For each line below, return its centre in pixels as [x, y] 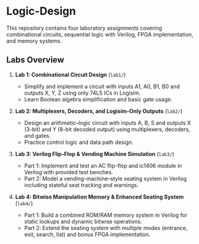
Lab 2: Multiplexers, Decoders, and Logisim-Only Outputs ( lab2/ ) [99, 111]
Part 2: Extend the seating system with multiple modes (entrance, [106, 228]
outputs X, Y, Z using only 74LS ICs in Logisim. [82, 93]
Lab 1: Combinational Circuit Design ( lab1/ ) [70, 75]
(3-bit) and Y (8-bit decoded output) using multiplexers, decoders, [107, 129]
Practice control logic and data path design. [79, 142]
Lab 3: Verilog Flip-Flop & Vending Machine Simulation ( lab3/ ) [95, 154]
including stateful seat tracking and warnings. [81, 185]
